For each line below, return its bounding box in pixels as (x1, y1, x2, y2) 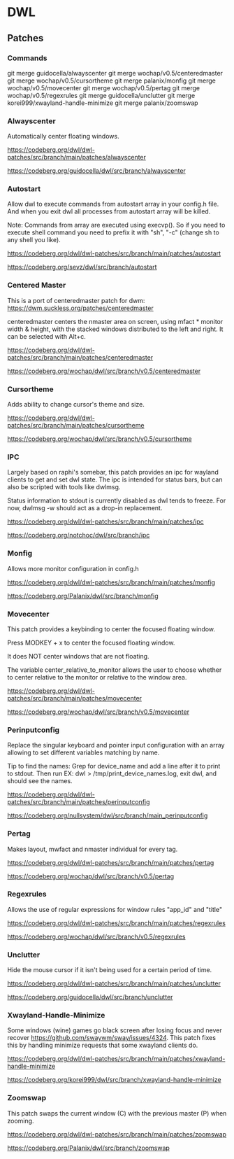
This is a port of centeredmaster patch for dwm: (7, 296, 145, 304)
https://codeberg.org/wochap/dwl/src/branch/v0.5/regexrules (7, 932, 186, 941)
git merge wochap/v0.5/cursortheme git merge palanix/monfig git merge (7, 76, 217, 85)
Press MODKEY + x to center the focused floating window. (7, 638, 175, 647)
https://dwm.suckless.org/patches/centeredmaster (7, 304, 154, 312)
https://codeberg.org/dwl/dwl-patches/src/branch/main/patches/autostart (7, 249, 221, 258)
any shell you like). (7, 236, 61, 244)
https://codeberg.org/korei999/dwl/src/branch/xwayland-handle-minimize (7, 1076, 221, 1084)
